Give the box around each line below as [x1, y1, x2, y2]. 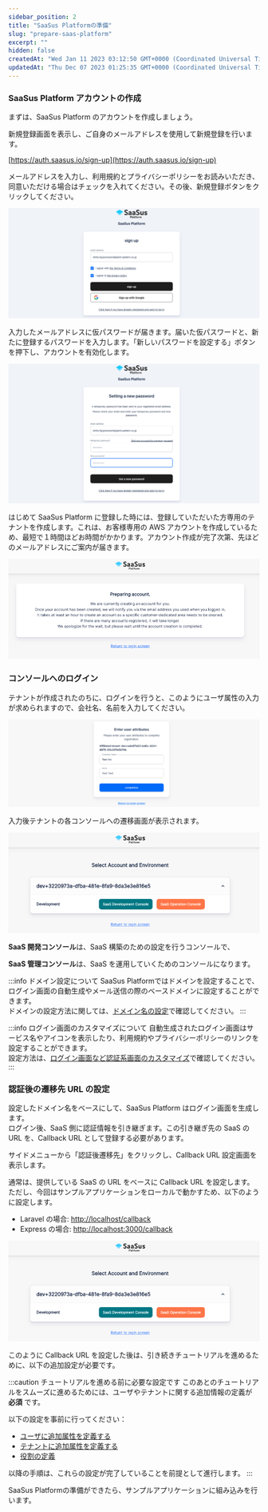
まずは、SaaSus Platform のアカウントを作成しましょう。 [8, 112, 197, 122]
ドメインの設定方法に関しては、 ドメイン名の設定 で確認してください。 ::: [8, 1005, 246, 1016]
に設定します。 [8, 1197, 57, 1207]
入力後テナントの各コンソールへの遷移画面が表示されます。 [8, 816, 203, 826]
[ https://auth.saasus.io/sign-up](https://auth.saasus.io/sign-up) [8, 155, 217, 165]
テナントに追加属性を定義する [19, 1441, 118, 1450]
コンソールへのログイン [8, 673, 98, 684]
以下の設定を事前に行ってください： [8, 1414, 127, 1424]
